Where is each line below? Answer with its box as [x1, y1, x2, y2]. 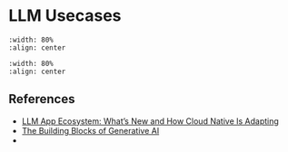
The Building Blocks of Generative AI [21, 125, 160, 136]
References [8, 91, 75, 107]
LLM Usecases [8, 5, 122, 26]
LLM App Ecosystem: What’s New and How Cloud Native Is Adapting [21, 115, 279, 127]
